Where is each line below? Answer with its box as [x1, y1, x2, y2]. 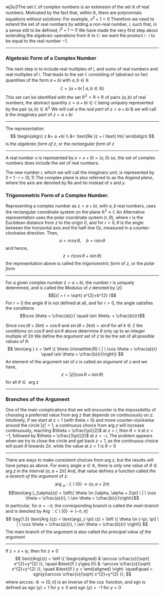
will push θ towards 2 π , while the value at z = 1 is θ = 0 [5, 443, 116, 449]
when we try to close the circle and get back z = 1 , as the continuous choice [5, 438, 159, 444]
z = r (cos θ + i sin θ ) [63, 253, 102, 259]
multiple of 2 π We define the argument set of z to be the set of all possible [5, 333, 155, 339]
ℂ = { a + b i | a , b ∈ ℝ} [60, 85, 104, 91]
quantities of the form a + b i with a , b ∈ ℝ [5, 77, 89, 83]
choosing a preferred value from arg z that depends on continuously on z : [5, 412, 154, 418]
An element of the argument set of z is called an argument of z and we [5, 358, 147, 364]
